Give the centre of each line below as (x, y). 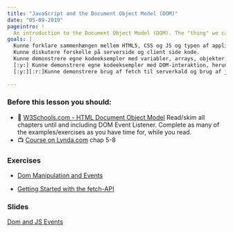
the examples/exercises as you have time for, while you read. (104, 132)
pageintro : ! (26, 26)
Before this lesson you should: (60, 102)
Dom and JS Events (35, 222)
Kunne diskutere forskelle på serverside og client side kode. (106, 53)
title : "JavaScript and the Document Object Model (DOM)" (93, 14)
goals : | (20, 39)
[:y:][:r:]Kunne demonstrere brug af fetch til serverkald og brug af (118, 71)
